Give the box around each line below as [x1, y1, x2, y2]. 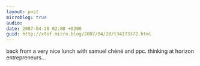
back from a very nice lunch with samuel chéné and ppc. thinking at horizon [6, 47, 194, 55]
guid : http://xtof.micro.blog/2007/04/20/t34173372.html [6, 31, 152, 37]
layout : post [6, 8, 39, 15]
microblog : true [6, 14, 47, 20]
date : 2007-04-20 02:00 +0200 [6, 25, 82, 32]
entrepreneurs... [6, 54, 46, 61]
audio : [6, 20, 23, 26]
